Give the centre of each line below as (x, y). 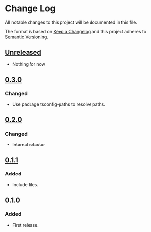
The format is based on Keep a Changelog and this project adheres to (76, 31)
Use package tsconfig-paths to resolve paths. (59, 104)
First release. (25, 225)
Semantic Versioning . (27, 37)
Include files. (25, 184)
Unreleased (23, 52)
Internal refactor (29, 145)
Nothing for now (29, 64)
